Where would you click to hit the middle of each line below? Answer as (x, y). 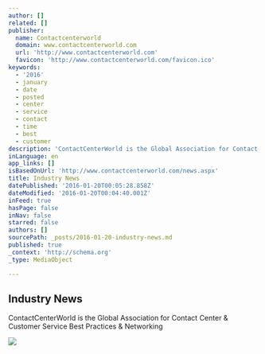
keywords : (25, 68)
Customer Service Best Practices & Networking (86, 326)
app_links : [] (32, 164)
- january (31, 82)
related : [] (28, 23)
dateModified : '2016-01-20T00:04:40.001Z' (80, 193)
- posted (30, 97)
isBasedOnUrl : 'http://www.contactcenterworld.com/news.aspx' (113, 171)
